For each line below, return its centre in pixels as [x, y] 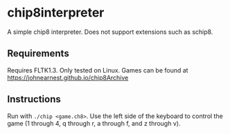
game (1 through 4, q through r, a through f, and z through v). [94, 123]
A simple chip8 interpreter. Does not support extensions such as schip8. [110, 32]
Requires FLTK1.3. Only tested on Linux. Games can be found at [98, 70]
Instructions [34, 99]
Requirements [38, 54]
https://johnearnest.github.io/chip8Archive [68, 77]
